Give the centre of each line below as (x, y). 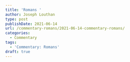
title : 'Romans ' (23, 10)
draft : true (18, 51)
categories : (18, 33)
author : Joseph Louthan (30, 14)
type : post (17, 19)
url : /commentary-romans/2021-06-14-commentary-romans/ (65, 28)
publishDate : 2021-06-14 (31, 24)
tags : (11, 42)
